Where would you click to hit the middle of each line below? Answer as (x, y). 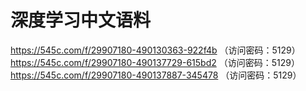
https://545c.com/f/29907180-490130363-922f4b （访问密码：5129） (155, 50)
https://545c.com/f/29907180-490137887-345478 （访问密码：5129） (156, 75)
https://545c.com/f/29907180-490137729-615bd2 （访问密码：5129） (155, 62)
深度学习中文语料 (81, 20)
